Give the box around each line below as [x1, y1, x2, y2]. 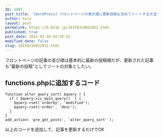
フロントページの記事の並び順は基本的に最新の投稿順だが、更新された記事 [5, 57, 154, 63]
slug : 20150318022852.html [5, 43, 60, 48]
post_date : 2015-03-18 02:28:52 [5, 34, 70, 39]
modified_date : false [5, 39, 49, 44]
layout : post [5, 20, 32, 26]
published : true [5, 30, 38, 34]
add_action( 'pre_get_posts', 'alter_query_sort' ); [5, 118, 114, 122]
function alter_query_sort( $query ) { [5, 92, 86, 97]
